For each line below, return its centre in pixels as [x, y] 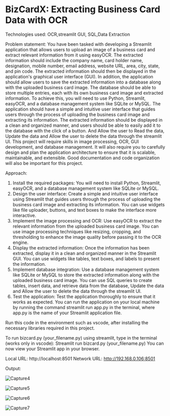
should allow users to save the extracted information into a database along [83, 82]
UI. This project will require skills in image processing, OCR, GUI [72, 142]
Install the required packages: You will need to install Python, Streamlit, [87, 183]
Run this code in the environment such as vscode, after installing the [77, 322]
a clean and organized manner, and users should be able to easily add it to [83, 125]
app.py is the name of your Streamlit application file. [67, 313]
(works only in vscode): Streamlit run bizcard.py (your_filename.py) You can [84, 343]
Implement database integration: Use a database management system [86, 269]
